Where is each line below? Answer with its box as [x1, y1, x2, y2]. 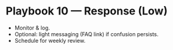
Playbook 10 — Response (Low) [5, 4, 168, 18]
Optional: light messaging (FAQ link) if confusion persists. [14, 30, 159, 37]
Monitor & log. [14, 24, 50, 31]
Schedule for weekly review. [14, 37, 86, 44]
